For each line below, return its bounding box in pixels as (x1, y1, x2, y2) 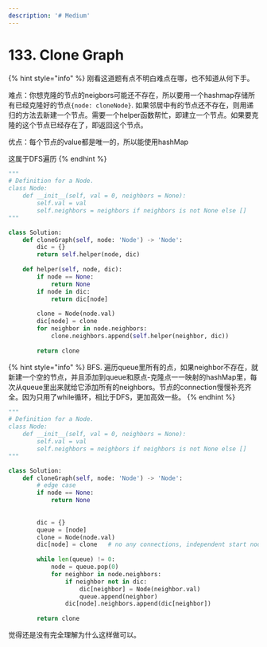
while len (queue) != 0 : (37, 555, 115, 563)
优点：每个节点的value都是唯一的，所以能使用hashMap (8, 137, 189, 146)
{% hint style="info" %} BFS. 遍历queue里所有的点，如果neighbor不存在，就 (8, 362, 259, 372)
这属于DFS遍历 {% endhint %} (8, 154, 107, 163)
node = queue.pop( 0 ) (50, 563, 119, 571)
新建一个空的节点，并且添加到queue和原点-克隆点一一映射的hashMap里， (8, 372, 250, 382)
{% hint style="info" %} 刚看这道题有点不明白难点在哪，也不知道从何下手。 (8, 73, 254, 83)
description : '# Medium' (8, 11, 91, 20)
